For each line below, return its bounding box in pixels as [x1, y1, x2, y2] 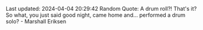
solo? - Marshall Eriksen [6, 18, 67, 25]
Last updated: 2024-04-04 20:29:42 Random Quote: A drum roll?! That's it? [6, 5, 197, 12]
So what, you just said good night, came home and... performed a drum [6, 11, 186, 19]
